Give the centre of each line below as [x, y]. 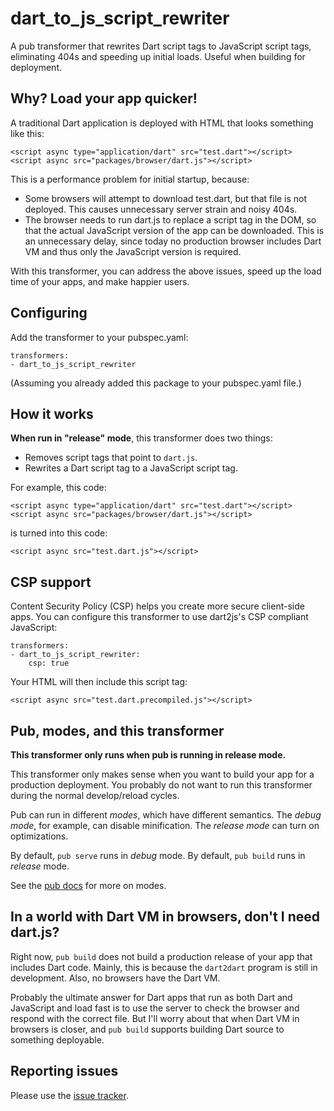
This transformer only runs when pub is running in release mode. [148, 755]
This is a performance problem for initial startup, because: [130, 179]
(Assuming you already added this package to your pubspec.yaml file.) [156, 383]
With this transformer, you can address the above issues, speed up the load [166, 271]
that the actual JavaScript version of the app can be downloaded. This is [174, 230]
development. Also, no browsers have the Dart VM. [115, 978]
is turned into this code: [59, 533]
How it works [52, 413]
